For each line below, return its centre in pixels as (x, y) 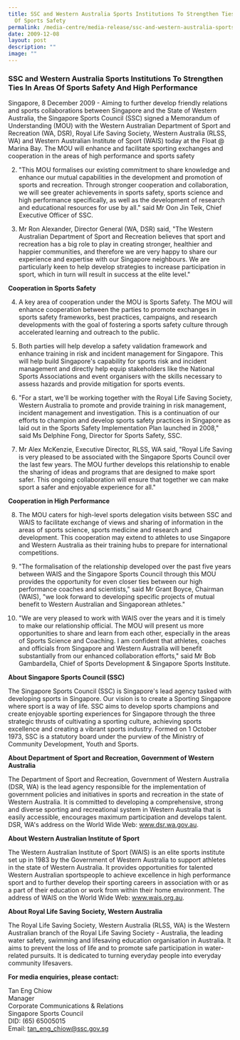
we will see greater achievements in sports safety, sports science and (121, 192)
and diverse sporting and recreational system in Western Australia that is (115, 810)
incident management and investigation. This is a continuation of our (119, 413)
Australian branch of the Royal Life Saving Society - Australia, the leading (116, 933)
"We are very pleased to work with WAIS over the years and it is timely (122, 618)
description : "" (32, 47)
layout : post (27, 41)
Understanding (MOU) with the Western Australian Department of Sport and (119, 126)
